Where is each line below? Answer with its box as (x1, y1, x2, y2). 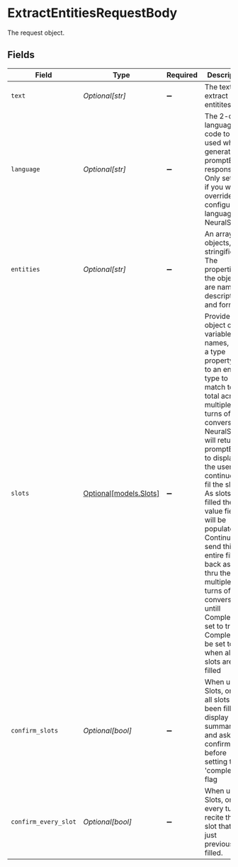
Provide (204, 311, 230, 321)
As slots (204, 488, 232, 498)
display (204, 712, 229, 722)
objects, (204, 237, 232, 247)
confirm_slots (11, 726, 59, 735)
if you (204, 182, 224, 192)
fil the (204, 480, 224, 489)
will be (204, 515, 227, 525)
